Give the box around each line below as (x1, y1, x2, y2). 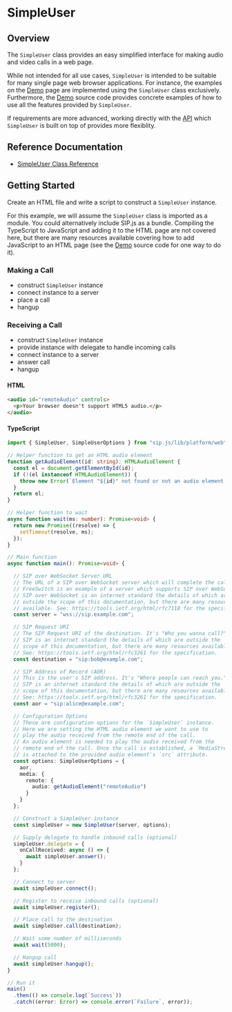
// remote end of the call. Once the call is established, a (13, 745, 193, 752)
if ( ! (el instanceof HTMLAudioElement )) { (13, 471, 137, 478)
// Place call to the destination (13, 916, 113, 923)
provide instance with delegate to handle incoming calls (17, 343, 176, 351)
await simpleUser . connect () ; (13, 885, 97, 892)
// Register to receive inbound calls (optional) (13, 897, 159, 904)
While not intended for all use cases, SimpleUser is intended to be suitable (7, 71, 217, 79)
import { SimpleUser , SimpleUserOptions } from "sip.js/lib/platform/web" (7, 440, 227, 447)
